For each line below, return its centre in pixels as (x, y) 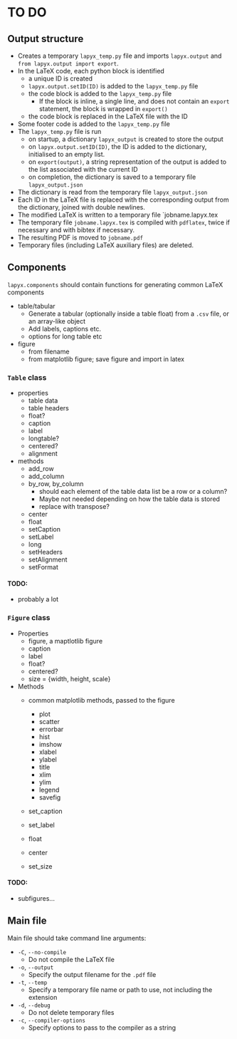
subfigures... (36, 898)
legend (49, 790)
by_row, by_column (56, 484)
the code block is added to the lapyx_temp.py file (100, 94)
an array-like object (57, 321)
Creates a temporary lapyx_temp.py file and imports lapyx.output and (120, 56)
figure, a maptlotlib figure (65, 641)
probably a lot (38, 599)
